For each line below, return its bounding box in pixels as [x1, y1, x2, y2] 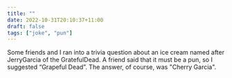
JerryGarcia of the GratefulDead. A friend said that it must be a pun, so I [7, 56, 213, 64]
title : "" [7, 10, 36, 17]
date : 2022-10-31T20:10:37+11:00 [7, 17, 104, 23]
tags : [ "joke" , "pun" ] [7, 29, 73, 37]
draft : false [7, 23, 45, 30]
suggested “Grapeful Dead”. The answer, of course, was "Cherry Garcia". [7, 63, 217, 71]
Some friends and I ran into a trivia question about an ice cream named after [7, 48, 225, 57]
